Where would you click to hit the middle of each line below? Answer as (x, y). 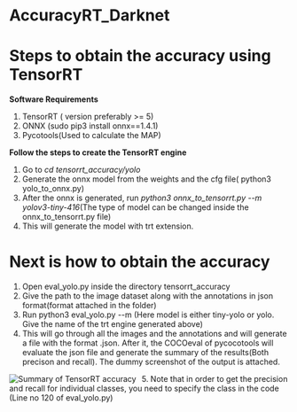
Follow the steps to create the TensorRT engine (98, 152)
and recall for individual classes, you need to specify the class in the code (144, 389)
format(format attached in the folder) (89, 306)
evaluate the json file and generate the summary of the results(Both (145, 353)
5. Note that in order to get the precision (215, 379)
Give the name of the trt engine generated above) (113, 324)
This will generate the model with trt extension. (108, 226)
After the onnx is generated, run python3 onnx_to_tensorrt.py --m (142, 198)
